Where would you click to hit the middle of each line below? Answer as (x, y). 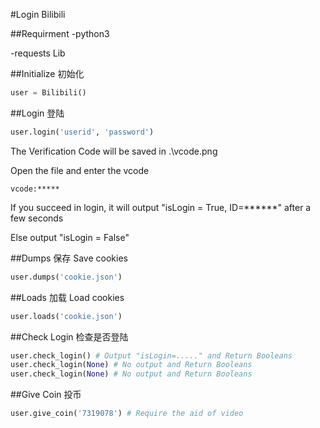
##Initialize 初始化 (47, 73)
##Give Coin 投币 (46, 395)
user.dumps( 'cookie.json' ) (66, 277)
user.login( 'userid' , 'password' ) (82, 132)
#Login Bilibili (38, 14)
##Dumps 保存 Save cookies (69, 258)
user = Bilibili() (48, 93)
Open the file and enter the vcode (80, 170)
